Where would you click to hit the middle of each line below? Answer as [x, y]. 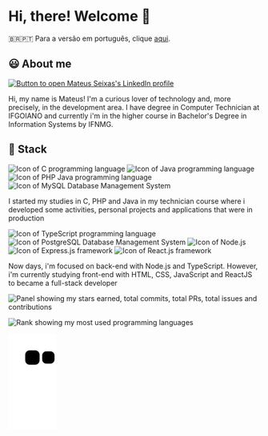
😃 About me [40, 64]
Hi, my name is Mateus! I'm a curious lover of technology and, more [120, 98]
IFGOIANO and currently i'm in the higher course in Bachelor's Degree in [128, 116]
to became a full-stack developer [63, 283]
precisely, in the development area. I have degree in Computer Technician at [134, 107]
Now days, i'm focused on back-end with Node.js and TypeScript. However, [133, 266]
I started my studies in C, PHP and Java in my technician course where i [127, 201]
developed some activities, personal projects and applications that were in [131, 209]
